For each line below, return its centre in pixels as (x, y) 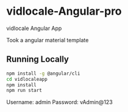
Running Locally (37, 59)
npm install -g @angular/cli (43, 73)
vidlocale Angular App (34, 28)
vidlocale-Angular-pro (64, 11)
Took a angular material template (48, 40)
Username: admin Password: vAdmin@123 (59, 102)
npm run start (24, 91)
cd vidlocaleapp (27, 79)
